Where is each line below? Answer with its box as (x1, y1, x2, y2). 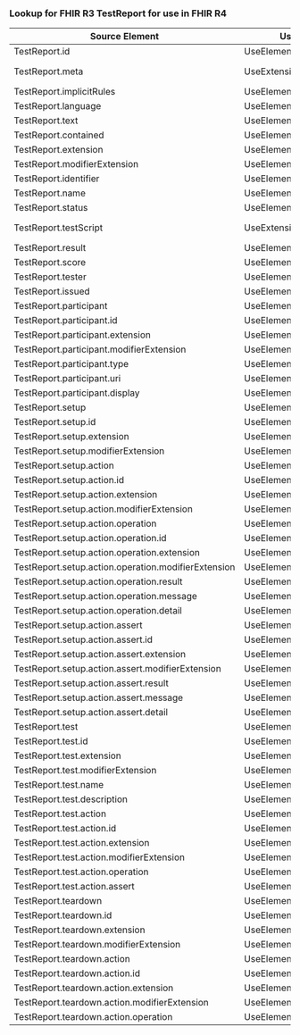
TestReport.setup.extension (13, 430, 129, 443)
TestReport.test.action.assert (13, 881, 136, 893)
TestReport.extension (13, 144, 104, 156)
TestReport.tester (13, 271, 87, 283)
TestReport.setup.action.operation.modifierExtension (13, 561, 236, 573)
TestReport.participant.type (13, 358, 129, 371)
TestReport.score (13, 256, 87, 269)
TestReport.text (13, 114, 79, 127)
